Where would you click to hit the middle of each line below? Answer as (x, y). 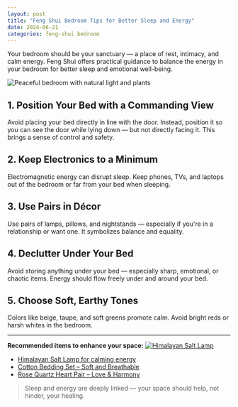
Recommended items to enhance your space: (75, 346)
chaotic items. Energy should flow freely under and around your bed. (108, 278)
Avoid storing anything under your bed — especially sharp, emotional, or (113, 271)
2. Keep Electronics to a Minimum (83, 159)
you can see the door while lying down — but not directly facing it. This (111, 130)
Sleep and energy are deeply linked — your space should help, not (122, 389)
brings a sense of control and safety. (61, 137)
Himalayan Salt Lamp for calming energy (77, 359)
